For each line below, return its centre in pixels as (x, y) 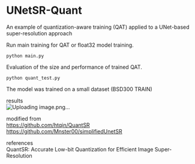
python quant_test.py (33, 78)
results (15, 101)
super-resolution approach (39, 33)
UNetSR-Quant (44, 10)
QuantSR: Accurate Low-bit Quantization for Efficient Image (80, 149)
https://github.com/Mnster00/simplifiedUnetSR (64, 131)
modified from (24, 119)
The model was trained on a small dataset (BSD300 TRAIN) (79, 89)
